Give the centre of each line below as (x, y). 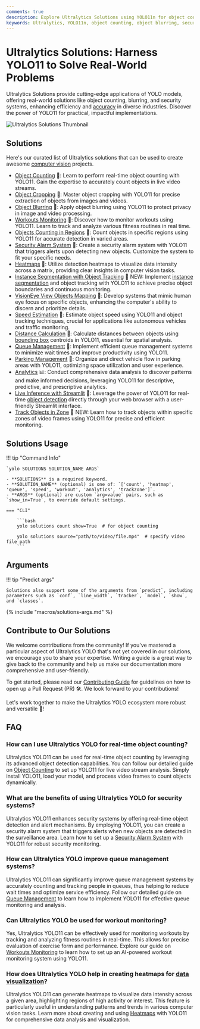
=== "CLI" (18, 510)
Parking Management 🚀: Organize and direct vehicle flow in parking (98, 359)
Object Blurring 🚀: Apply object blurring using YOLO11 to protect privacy (103, 207)
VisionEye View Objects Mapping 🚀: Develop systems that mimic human (103, 296)
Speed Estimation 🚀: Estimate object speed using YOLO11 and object (99, 315)
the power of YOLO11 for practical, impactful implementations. (82, 113)
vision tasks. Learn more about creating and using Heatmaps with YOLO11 (97, 1014)
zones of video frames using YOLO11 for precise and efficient (90, 419)
